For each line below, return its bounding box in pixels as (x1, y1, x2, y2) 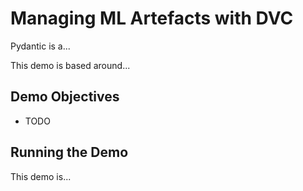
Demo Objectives (10, 88, 120, 106)
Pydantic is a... (10, 40, 71, 52)
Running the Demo (10, 144, 129, 161)
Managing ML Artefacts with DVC (10, 7, 294, 30)
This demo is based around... (10, 59, 131, 71)
